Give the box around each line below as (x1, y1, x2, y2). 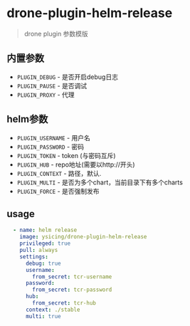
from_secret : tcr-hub (32, 300, 97, 307)
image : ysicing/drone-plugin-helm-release (19, 233, 147, 241)
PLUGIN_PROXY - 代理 (16, 90, 75, 99)
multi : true (25, 312, 61, 320)
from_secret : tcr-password (32, 286, 112, 293)
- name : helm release (13, 226, 78, 234)
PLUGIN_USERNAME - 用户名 (16, 133, 90, 142)
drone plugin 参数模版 (23, 29, 88, 38)
